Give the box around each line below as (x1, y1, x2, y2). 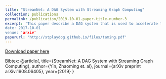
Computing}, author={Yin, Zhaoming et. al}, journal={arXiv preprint (5, 63, 141, 69)
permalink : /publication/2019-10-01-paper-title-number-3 (5, 16, 127, 21)
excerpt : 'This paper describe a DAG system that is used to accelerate (5, 21, 158, 26)
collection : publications (5, 12, 58, 17)
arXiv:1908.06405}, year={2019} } (5, 68, 74, 74)
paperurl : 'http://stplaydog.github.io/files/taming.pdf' (5, 35, 127, 40)
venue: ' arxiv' (5, 30, 37, 35)
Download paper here (5, 48, 49, 54)
